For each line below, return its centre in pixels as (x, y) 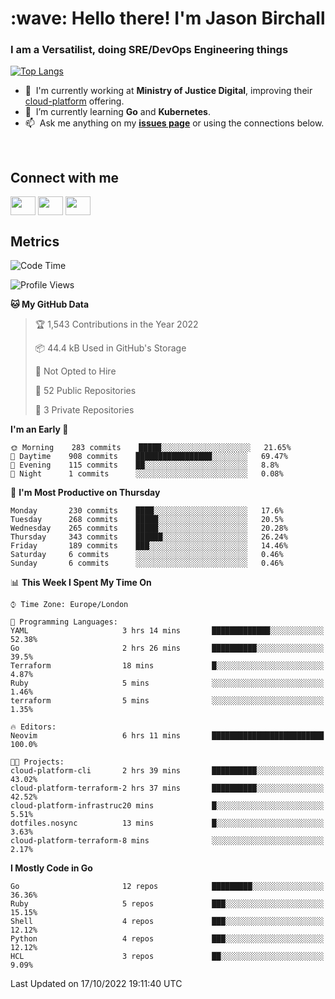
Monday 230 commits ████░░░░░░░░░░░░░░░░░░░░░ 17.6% (147, 511)
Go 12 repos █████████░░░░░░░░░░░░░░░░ (167, 887)
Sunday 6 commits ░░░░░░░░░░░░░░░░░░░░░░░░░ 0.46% (147, 563)
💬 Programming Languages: (64, 622)
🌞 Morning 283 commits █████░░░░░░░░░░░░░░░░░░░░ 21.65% (151, 448)
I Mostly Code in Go (51, 868)
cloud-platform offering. (74, 101)
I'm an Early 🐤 (39, 429)
